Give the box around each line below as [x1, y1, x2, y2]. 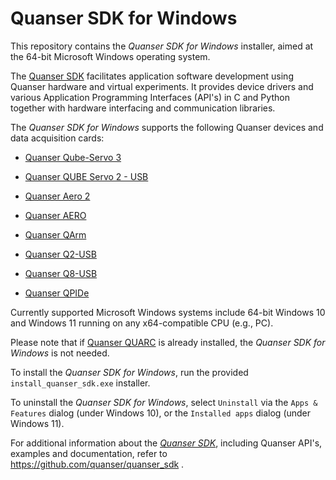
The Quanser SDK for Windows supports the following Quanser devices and [10, 121, 324, 133]
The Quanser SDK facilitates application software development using [10, 70, 294, 82]
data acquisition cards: [10, 132, 105, 144]
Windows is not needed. [10, 347, 110, 359]
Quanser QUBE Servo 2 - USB [24, 170, 149, 182]
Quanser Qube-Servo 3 [24, 151, 122, 163]
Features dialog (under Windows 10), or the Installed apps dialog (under [10, 407, 312, 419]
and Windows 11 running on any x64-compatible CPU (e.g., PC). [10, 317, 274, 329]
